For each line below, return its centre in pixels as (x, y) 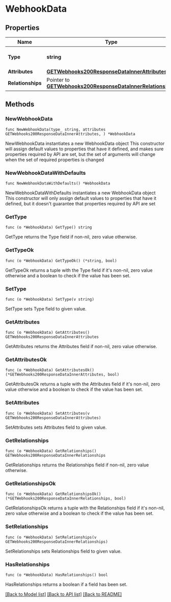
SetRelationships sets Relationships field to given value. (64, 551)
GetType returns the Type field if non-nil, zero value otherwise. (71, 237)
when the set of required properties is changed (55, 160)
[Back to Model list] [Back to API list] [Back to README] (64, 594)
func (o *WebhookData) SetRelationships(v (51, 537)
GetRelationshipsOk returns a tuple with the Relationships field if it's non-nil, (85, 508)
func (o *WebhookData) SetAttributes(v (48, 413)
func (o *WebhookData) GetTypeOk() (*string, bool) (61, 260)
